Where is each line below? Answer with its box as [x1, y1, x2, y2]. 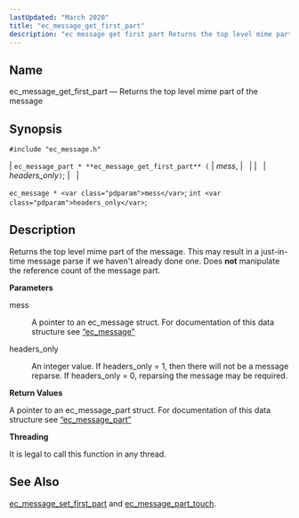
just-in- [261, 246, 288, 256]
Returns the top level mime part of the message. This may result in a [9, 246, 260, 256]
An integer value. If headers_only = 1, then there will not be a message [31, 360, 289, 371]
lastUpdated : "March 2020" [9, 12, 109, 22]
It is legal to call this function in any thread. [9, 449, 166, 459]
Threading [9, 431, 49, 441]
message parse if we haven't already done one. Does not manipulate [27, 255, 280, 266]
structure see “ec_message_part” [9, 414, 132, 425]
